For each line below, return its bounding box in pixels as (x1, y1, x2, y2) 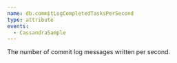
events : (7, 23, 30, 29)
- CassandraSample (13, 29, 67, 36)
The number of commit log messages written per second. (7, 48, 171, 56)
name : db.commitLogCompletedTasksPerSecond (7, 10, 134, 17)
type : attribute (7, 16, 54, 23)
